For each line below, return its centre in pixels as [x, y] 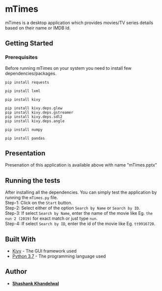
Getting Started [29, 44]
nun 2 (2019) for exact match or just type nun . [51, 218]
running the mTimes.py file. [31, 198]
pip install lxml [23, 91]
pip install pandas [25, 138]
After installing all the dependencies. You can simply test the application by [81, 192]
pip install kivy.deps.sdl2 [34, 116]
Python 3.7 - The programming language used [59, 256]
